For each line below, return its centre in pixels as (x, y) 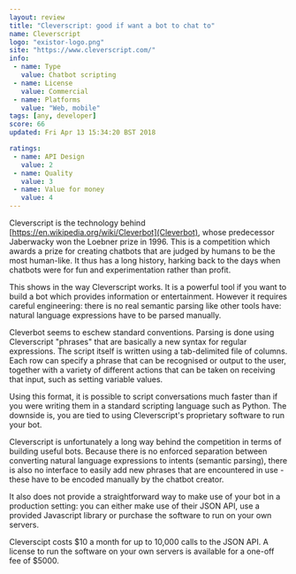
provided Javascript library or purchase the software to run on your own (140, 515)
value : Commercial (55, 91)
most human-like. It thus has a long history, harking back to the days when (145, 260)
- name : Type (37, 67)
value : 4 (37, 198)
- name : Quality (43, 173)
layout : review (37, 17)
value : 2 (37, 165)
